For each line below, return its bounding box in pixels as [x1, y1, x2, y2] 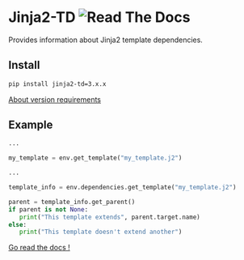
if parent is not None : [8, 205, 89, 214]
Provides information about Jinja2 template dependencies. [8, 35, 204, 45]
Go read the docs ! [8, 243, 70, 253]
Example [8, 118, 53, 132]
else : [8, 220, 27, 228]
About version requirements [8, 94, 102, 104]
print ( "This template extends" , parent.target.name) [19, 213, 200, 221]
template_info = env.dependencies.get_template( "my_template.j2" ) [8, 183, 237, 192]
